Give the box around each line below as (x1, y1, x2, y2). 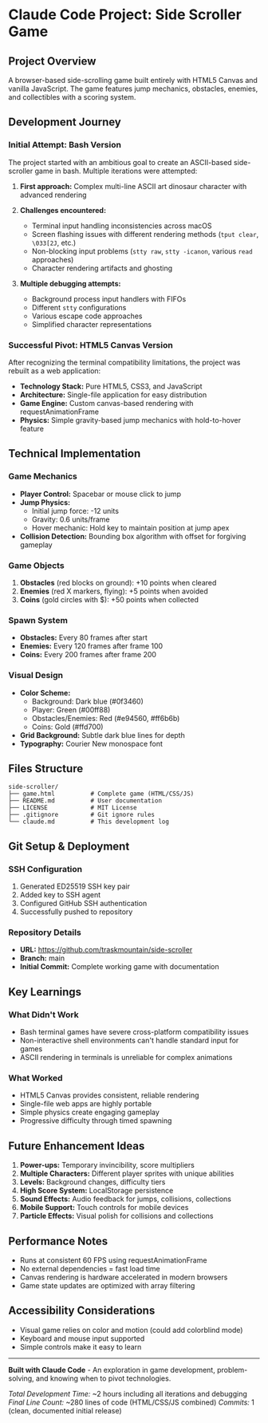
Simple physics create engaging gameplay (19, 1107, 160, 1118)
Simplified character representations (31, 319, 152, 329)
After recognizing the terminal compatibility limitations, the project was (8, 357, 241, 367)
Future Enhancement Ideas (8, 1139, 145, 1153)
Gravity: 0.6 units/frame (31, 514, 110, 524)
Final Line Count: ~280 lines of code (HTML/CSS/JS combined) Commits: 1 (8, 1397, 255, 1407)
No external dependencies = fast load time (19, 1263, 161, 1273)
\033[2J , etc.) (31, 238, 77, 247)
